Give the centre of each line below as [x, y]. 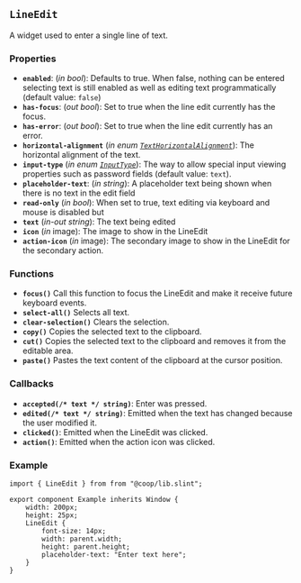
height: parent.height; [86, 547]
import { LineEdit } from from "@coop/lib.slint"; [106, 484]
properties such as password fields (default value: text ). [127, 174]
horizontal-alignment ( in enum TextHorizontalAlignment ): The [138, 145]
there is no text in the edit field [79, 193]
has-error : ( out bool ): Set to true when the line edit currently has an [147, 126]
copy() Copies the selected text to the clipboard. [112, 332]
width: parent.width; [82, 539]
